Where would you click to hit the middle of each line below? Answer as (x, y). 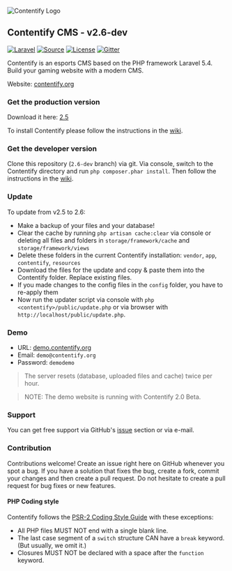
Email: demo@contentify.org (56, 355)
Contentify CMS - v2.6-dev (68, 32)
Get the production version (54, 102)
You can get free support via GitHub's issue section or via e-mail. (101, 430)
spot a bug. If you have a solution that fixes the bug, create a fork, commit (113, 471)
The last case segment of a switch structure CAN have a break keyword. (121, 538)
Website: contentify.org (41, 84)
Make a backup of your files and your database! (86, 225)
